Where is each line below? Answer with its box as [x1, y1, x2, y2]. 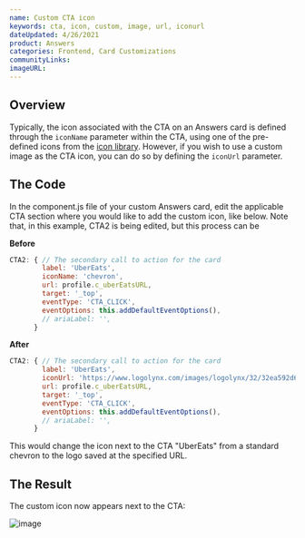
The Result [9, 476, 73, 492]
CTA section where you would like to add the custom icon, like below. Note [9, 210, 289, 221]
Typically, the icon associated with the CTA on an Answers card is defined [9, 122, 287, 132]
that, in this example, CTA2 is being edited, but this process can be [9, 220, 261, 231]
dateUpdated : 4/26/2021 [9, 30, 100, 39]
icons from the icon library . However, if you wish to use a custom [40, 141, 283, 152]
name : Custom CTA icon [9, 13, 95, 23]
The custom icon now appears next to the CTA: [9, 501, 186, 512]
